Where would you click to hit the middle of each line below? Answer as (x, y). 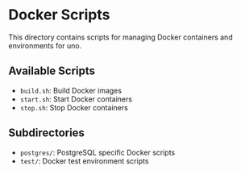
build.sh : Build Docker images (71, 90)
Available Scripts (52, 71)
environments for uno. (45, 45)
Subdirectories (46, 133)
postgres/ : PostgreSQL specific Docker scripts (98, 152)
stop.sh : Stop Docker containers (74, 107)
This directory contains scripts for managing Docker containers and (120, 37)
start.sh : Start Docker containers (76, 99)
